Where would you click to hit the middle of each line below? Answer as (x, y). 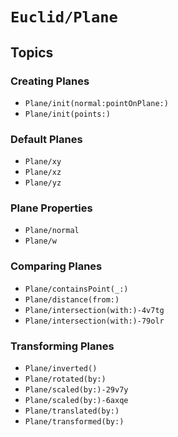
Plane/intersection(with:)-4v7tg (94, 310)
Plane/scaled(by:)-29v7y (76, 390)
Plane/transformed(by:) (74, 422)
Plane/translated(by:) (72, 411)
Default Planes (46, 139)
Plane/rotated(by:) (65, 379)
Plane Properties (51, 208)
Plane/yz (43, 183)
